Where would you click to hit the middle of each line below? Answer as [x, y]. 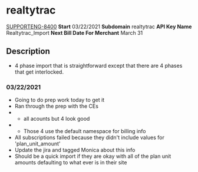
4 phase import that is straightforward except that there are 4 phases [98, 65]
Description [28, 52]
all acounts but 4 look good [57, 119]
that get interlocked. [39, 72]
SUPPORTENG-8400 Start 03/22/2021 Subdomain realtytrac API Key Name [99, 27]
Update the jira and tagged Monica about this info [75, 150]
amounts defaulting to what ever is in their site [71, 163]
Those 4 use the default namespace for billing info [85, 131]
